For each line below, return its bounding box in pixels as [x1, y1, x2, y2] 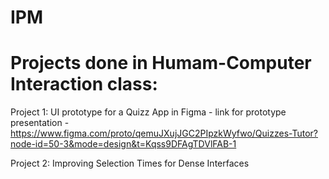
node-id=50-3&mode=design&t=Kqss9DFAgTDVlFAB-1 [10, 138, 237, 150]
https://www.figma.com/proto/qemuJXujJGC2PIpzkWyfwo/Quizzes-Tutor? [10, 127, 319, 140]
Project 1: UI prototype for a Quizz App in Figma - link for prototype [10, 106, 287, 118]
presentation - [10, 117, 70, 129]
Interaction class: [10, 73, 158, 96]
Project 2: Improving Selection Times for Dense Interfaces [10, 157, 250, 170]
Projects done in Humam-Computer [10, 52, 312, 75]
